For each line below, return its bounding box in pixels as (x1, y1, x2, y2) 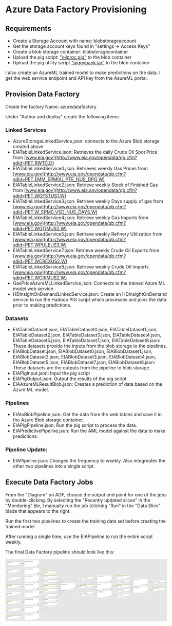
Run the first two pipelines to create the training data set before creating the (5, 518, 166, 524)
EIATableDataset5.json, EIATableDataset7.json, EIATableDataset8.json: (12, 337, 161, 344)
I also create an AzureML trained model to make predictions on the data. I (5, 69, 161, 76)
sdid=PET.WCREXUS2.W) (12, 258, 68, 264)
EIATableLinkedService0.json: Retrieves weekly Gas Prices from (12, 166, 148, 172)
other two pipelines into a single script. (12, 463, 95, 469)
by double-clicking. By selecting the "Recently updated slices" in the (5, 497, 150, 503)
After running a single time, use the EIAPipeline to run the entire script (5, 533, 153, 540)
